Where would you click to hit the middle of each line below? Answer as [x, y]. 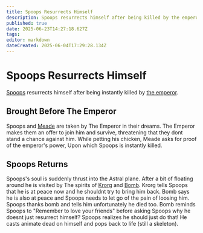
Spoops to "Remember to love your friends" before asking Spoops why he [98, 211]
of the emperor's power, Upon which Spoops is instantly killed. [84, 145]
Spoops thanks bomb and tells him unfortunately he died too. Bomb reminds [101, 205]
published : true [27, 23]
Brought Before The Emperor [61, 112]
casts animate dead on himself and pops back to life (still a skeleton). [92, 224]
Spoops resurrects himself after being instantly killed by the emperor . [92, 92]
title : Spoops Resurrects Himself [50, 12]
